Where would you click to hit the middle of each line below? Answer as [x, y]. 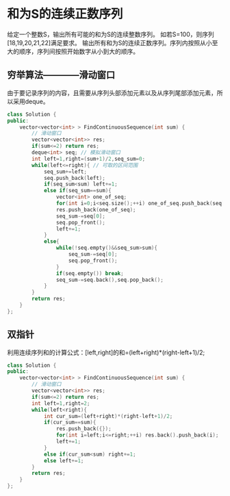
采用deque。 [31, 101]
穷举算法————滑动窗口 [61, 75]
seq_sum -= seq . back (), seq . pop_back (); [110, 280]
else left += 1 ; [64, 460]
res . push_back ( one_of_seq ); [96, 209]
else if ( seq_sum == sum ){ [77, 191]
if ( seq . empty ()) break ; [90, 273]
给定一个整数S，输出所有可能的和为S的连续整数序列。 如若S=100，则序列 [111, 34]
